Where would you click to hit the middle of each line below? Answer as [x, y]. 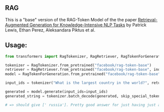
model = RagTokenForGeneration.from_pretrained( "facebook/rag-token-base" [83, 74]
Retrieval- [148, 19]
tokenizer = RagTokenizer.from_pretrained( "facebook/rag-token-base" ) [78, 65]
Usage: [16, 45]
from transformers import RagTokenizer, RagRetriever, [62, 56]
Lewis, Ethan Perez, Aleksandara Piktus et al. [50, 30]
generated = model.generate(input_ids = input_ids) [57, 92]
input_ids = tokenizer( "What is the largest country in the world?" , [77, 83]
